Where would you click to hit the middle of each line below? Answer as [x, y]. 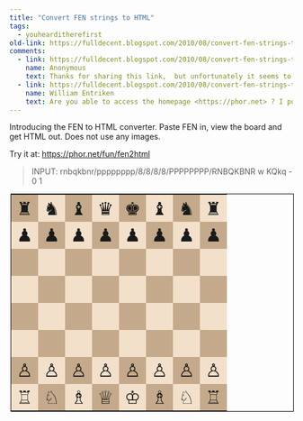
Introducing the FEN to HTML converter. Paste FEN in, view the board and [146, 127]
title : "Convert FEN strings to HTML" [82, 18]
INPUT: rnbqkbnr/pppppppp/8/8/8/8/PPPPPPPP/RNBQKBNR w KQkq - [162, 171]
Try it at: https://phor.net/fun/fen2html [80, 154]
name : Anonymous [56, 69]
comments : [28, 51]
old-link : [28, 43]
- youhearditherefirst [60, 34]
